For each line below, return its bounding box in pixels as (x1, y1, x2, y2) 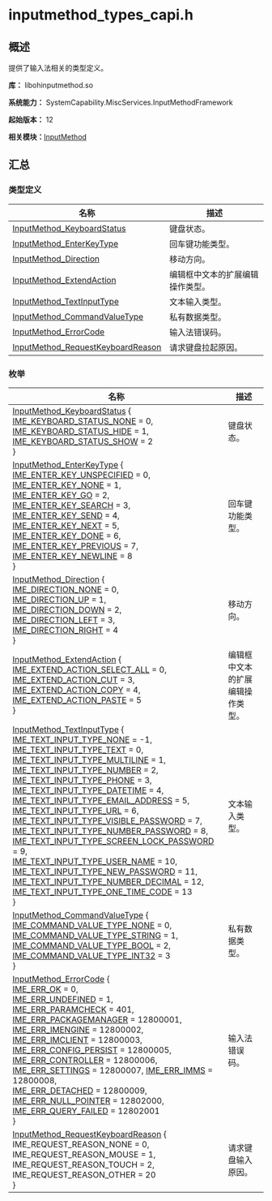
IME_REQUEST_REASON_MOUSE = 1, (12, 1148, 156, 1160)
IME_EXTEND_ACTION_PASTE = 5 (12, 694, 142, 705)
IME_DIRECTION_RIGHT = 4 (12, 624, 119, 635)
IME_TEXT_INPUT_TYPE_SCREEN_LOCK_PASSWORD (12, 835, 215, 846)
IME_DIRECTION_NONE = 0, (12, 583, 119, 595)
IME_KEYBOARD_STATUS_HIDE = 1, (12, 425, 150, 437)
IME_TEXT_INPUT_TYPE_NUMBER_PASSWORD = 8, (12, 825, 209, 837)
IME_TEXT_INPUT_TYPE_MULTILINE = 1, (12, 754, 166, 765)
